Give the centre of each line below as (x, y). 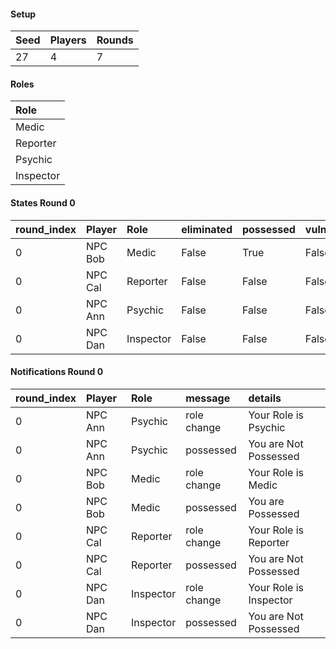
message (208, 398)
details (265, 398)
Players (68, 40)
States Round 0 (43, 203)
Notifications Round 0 (57, 372)
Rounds (115, 40)
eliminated (207, 229)
